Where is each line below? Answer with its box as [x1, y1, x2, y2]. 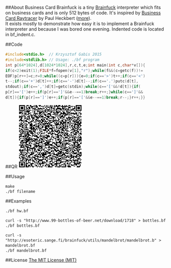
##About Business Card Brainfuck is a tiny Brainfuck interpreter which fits [5, 5, 161, 10]
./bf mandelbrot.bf [5, 248, 47, 253]
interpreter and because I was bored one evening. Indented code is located [5, 26, 164, 32]
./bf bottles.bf [5, 223, 40, 228]
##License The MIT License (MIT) [5, 257, 77, 263]
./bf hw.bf [5, 208, 29, 213]
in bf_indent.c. [5, 32, 36, 37]
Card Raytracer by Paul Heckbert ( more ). [5, 15, 92, 21]
